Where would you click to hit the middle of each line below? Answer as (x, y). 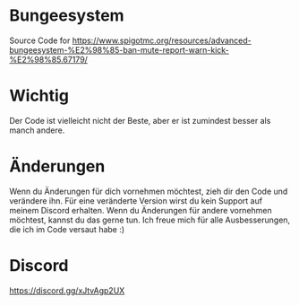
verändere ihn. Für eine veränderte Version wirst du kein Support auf (136, 200)
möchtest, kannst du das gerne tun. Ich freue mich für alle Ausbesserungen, (150, 220)
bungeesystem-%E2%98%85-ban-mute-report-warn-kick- (120, 49)
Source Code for (40, 40)
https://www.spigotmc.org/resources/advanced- (162, 40)
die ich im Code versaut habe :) (67, 229)
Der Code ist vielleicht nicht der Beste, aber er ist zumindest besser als (140, 120)
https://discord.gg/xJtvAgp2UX (67, 290)
